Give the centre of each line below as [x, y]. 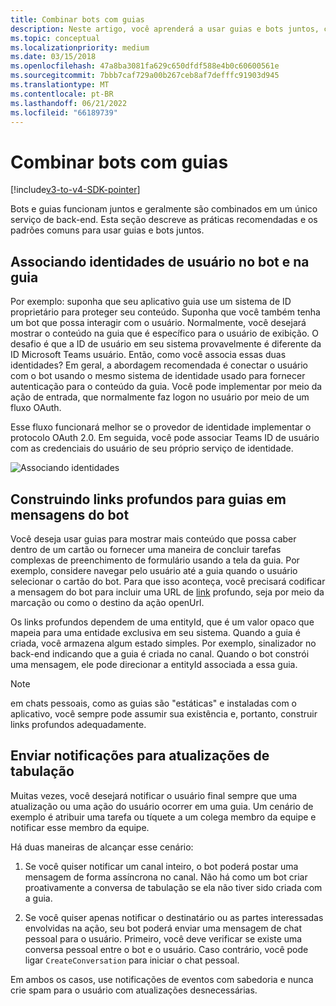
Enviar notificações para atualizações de [140, 756]
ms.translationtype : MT [60, 85]
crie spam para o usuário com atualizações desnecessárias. [134, 990]
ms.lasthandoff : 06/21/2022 [69, 103]
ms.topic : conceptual [55, 38]
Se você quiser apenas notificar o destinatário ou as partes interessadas [174, 917]
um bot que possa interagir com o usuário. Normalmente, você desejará [158, 323]
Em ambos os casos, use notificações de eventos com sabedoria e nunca [162, 979]
